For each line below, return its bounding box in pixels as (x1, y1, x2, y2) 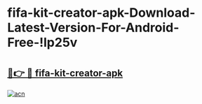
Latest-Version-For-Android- (7, 20, 180, 36)
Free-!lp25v (7, 35, 78, 50)
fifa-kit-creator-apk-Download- (7, 5, 196, 21)
